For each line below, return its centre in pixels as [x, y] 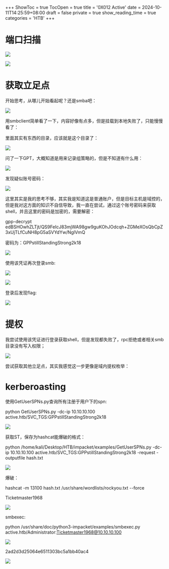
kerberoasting [36, 387]
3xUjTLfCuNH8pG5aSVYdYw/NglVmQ [45, 232]
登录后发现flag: [21, 293]
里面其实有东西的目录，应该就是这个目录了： [52, 138]
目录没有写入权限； [25, 346]
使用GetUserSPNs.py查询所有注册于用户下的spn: [56, 401]
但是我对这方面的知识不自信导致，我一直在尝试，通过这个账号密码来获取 [80, 205]
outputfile [15, 458]
